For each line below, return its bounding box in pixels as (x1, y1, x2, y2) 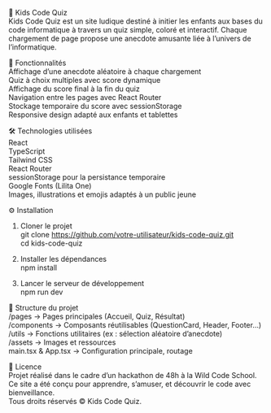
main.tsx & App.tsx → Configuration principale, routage (8, 346, 193, 355)
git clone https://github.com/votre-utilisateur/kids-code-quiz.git (20, 230, 234, 239)
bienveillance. (8, 388, 55, 398)
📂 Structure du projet (8, 303, 79, 312)
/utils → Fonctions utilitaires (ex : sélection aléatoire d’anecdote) (8, 329, 223, 338)
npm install (20, 263, 58, 272)
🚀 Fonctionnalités (8, 58, 67, 67)
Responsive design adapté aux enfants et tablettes (8, 110, 178, 120)
